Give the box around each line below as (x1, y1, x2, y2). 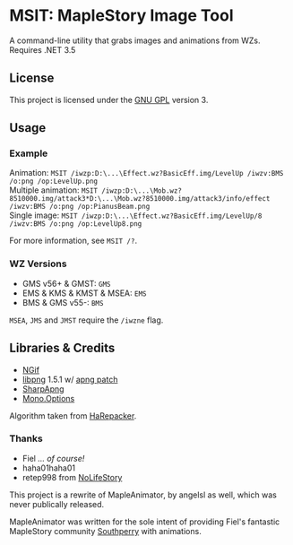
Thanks (9, 432, 43, 445)
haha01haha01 (22, 463, 76, 473)
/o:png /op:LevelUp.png (9, 177, 99, 186)
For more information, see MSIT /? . (9, 235, 137, 247)
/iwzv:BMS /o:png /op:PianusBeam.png (9, 203, 151, 212)
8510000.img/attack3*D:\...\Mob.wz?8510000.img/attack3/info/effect (9, 195, 271, 203)
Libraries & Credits (9, 341, 116, 356)
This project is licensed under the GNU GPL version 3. (9, 94, 209, 105)
